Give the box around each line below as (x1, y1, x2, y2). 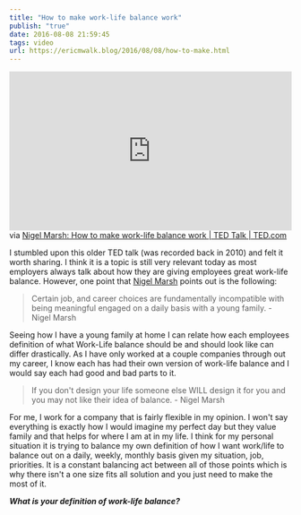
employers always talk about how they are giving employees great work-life (9, 266, 288, 277)
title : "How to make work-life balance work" (9, 13, 182, 22)
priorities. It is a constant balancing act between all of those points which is (9, 459, 288, 470)
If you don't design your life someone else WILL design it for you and (30, 384, 287, 395)
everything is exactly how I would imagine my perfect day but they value (9, 421, 277, 432)
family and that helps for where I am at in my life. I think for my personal (9, 431, 274, 442)
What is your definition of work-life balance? (9, 495, 181, 506)
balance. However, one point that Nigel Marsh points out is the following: (9, 275, 278, 287)
